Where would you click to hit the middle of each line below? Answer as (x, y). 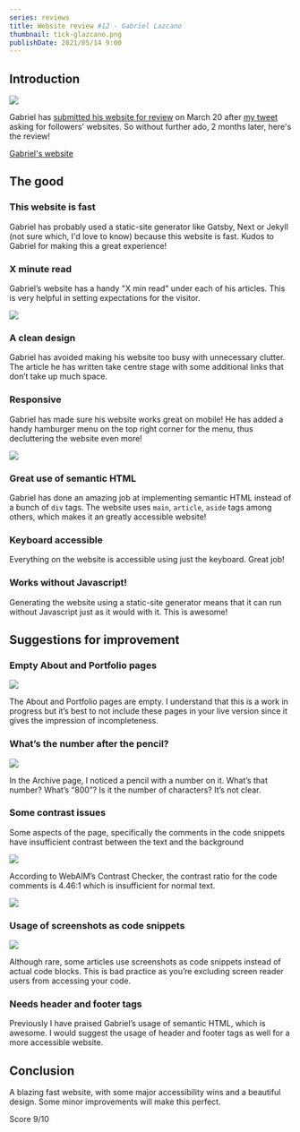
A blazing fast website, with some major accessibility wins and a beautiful (145, 1093)
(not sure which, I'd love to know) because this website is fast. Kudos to (142, 236)
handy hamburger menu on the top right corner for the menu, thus (131, 429)
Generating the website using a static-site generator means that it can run (146, 602)
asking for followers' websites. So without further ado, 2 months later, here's (150, 127)
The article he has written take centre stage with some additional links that (146, 367)
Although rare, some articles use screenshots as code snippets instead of (145, 962)
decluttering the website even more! (76, 438)
